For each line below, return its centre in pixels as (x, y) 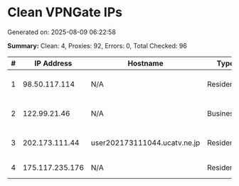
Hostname (145, 63)
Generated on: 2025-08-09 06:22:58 (62, 32)
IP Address (53, 63)
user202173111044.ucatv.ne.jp (145, 143)
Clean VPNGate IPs (65, 12)
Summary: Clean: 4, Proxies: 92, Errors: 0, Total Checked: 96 (97, 45)
